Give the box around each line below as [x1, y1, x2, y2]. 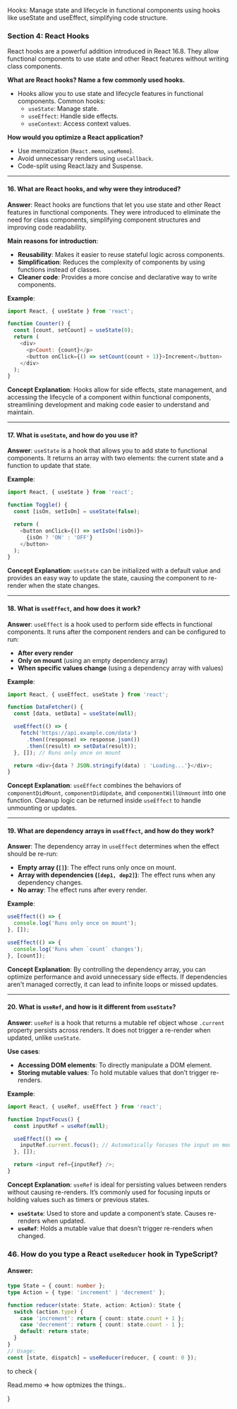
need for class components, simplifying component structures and [7, 215, 201, 224]
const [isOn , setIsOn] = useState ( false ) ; [13, 508, 140, 515]
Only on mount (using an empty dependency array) [17, 656, 168, 664]
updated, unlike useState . [7, 1033, 81, 1042]
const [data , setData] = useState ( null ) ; [13, 710, 138, 717]
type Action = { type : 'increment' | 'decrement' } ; [7, 1288, 166, 1296]
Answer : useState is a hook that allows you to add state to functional [7, 446, 207, 455]
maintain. [7, 408, 34, 416]
